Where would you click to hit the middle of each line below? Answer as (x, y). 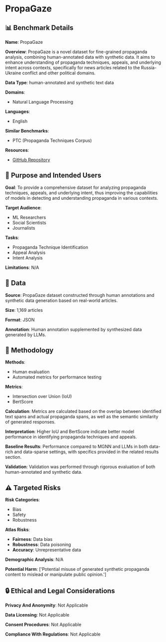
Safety (19, 515)
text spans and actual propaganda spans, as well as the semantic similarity (82, 417)
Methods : (15, 362)
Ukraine (13, 73)
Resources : (17, 150)
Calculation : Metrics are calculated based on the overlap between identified (83, 411)
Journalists (24, 228)
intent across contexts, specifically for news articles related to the (73, 67)
